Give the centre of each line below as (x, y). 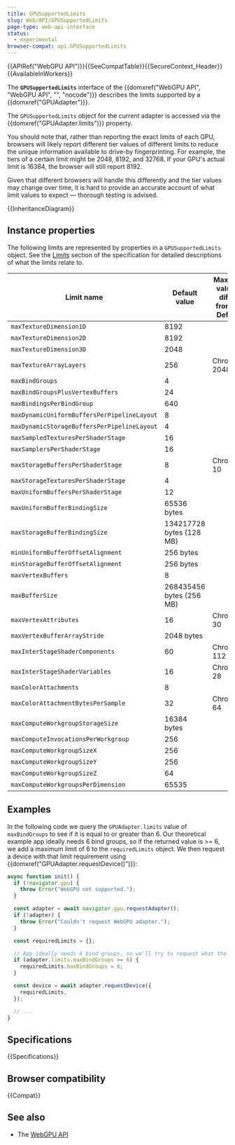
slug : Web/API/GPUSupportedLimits (58, 20)
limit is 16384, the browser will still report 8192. (75, 166)
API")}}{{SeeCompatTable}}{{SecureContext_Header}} (143, 66)
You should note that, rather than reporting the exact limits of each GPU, (111, 137)
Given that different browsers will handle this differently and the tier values (115, 180)
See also (26, 1117)
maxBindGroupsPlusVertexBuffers (65, 392)
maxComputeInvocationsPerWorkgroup (70, 739)
